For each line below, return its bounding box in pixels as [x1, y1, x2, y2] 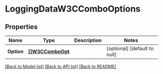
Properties [5, 23, 38, 31]
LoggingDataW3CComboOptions [5, 3, 141, 15]
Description [74, 37, 102, 44]
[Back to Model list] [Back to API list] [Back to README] [5, 64, 116, 69]
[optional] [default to [106, 45, 154, 52]
